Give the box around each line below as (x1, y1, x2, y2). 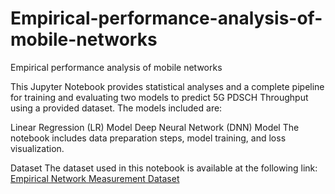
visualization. (10, 142, 65, 154)
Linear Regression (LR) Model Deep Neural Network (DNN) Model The (10, 121, 300, 133)
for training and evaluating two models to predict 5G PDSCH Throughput (10, 91, 309, 103)
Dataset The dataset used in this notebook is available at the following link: (10, 162, 318, 174)
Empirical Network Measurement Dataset (10, 172, 180, 184)
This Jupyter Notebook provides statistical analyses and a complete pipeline (10, 80, 325, 92)
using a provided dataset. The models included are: (10, 102, 223, 114)
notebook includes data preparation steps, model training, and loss (10, 132, 287, 144)
